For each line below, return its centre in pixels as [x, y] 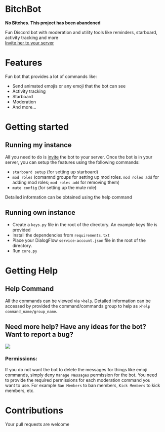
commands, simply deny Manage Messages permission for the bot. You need [81, 375]
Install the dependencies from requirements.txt [61, 235]
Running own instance [40, 213]
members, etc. [20, 391]
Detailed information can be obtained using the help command [69, 197]
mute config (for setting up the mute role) [54, 187]
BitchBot [23, 9]
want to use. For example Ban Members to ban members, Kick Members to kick [83, 385]
